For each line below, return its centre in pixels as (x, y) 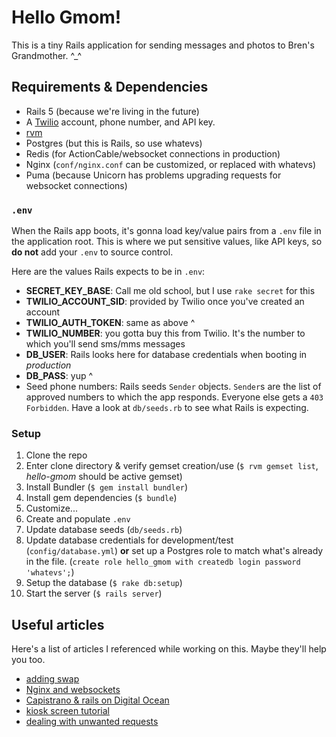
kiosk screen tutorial (67, 711)
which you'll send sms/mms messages (105, 344)
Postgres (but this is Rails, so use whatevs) (114, 143)
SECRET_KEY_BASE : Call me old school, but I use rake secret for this (170, 291)
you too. (28, 660)
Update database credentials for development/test (129, 540)
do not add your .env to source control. (92, 252)
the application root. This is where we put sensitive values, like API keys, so (167, 242)
